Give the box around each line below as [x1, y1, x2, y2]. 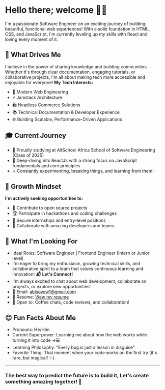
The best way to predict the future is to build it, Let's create [5, 372, 149, 379]
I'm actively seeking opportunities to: [5, 195, 83, 201]
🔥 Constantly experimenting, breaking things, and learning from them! [12, 168, 154, 174]
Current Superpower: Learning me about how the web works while [12, 332, 147, 337]
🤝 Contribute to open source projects [12, 205, 87, 211]
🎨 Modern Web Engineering [12, 89, 69, 95]
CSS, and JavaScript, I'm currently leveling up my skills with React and [5, 31, 148, 37]
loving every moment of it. [5, 36, 58, 42]
